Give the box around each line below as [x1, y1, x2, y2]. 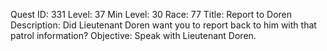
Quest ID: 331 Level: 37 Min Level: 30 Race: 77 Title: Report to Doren [10, 9, 293, 20]
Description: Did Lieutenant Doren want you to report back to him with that [10, 19, 317, 31]
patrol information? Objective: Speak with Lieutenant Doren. [10, 30, 257, 41]
